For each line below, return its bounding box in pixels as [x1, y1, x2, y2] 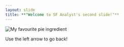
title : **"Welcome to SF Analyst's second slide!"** [5, 12, 119, 17]
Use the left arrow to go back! [5, 36, 68, 42]
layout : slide [5, 7, 36, 13]
